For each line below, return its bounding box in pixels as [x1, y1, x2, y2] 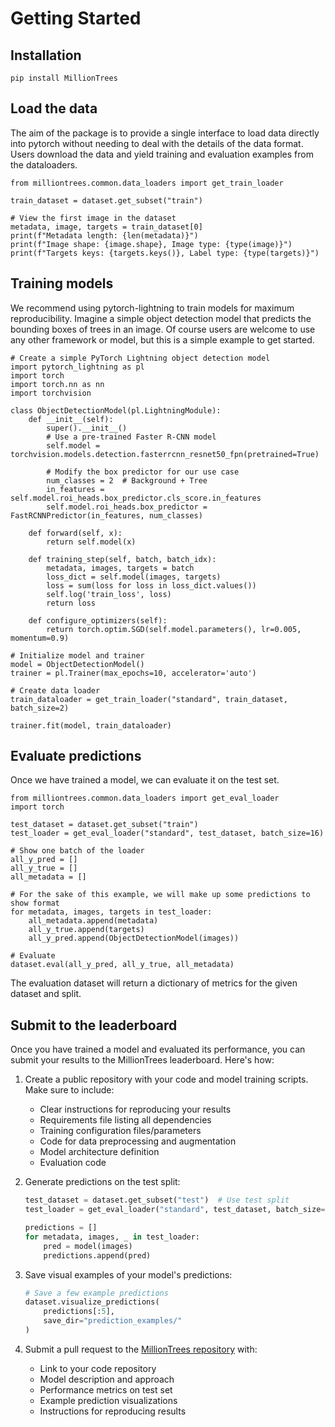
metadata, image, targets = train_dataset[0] [10, 222, 203, 232]
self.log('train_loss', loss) [46, 589, 172, 599]
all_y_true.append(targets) [28, 925, 145, 935]
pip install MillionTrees [10, 73, 118, 83]
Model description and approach [39, 1373, 175, 1385]
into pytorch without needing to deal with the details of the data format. [10, 137, 304, 149]
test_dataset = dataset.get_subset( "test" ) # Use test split [24, 1195, 290, 1206]
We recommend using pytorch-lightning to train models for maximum [10, 302, 295, 314]
